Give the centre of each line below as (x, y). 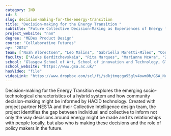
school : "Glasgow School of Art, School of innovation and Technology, (83, 62)
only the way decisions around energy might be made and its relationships (83, 117)
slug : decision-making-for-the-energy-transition (59, 19)
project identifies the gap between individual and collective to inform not (81, 112)
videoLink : (17, 76)
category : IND (20, 10)
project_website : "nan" (31, 33)
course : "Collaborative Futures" (41, 43)
